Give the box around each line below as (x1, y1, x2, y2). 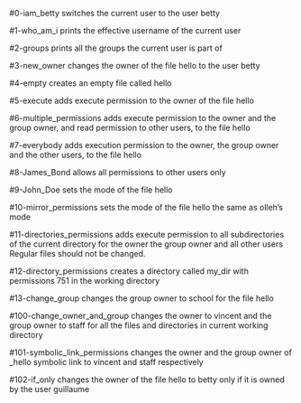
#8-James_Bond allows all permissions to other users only (9, 167, 227, 177)
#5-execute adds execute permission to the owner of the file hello (9, 95, 255, 106)
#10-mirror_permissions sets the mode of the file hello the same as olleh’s (9, 202, 284, 212)
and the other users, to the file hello (9, 149, 142, 160)
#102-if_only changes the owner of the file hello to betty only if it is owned (9, 374, 286, 385)
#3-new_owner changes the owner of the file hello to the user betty (9, 61, 260, 70)
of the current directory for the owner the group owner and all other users (9, 239, 284, 249)
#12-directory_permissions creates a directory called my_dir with (9, 266, 250, 276)
